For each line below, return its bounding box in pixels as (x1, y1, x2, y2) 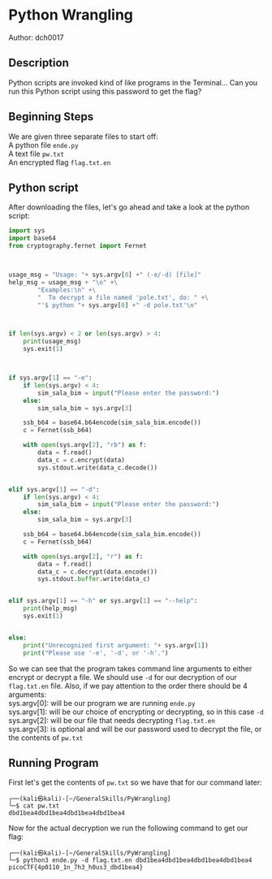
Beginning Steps (8, 110, 94, 123)
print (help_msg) (23, 604, 79, 613)
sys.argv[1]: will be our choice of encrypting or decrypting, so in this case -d (8, 707, 264, 717)
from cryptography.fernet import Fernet (8, 242, 148, 250)
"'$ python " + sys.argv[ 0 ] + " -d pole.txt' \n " (37, 301, 198, 310)
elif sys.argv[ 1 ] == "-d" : (8, 485, 100, 493)
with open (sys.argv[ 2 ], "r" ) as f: (23, 552, 144, 561)
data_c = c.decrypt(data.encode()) (37, 567, 158, 576)
